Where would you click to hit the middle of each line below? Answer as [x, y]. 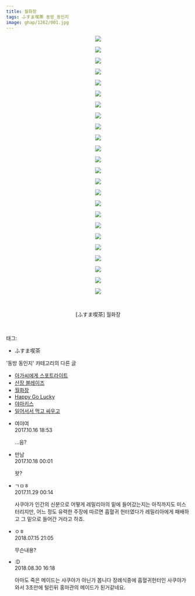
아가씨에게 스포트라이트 [41, 376]
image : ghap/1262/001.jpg [37, 22]
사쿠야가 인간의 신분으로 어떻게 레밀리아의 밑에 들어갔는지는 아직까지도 [95, 505]
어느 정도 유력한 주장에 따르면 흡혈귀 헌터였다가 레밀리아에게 [105, 512]
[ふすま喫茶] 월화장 [98, 314]
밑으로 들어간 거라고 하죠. [56, 519]
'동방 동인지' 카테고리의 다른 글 [41, 363]
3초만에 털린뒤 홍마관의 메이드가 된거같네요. [75, 588]
